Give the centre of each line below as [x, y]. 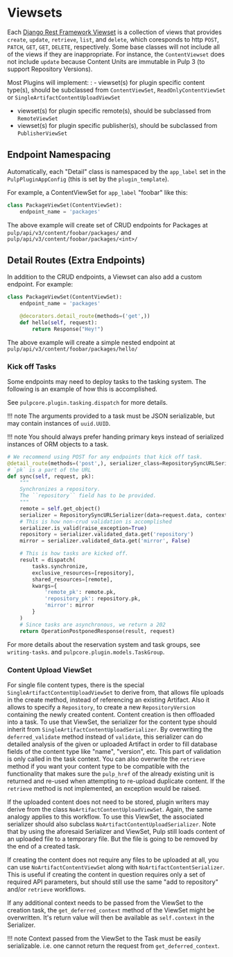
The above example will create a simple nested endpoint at [91, 342]
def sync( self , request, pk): [51, 476]
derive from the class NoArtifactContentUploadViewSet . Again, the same [110, 809]
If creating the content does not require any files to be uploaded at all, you [113, 860]
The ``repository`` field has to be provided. [88, 496]
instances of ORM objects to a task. [58, 444]
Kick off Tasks [32, 367]
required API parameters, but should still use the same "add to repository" [113, 882]
